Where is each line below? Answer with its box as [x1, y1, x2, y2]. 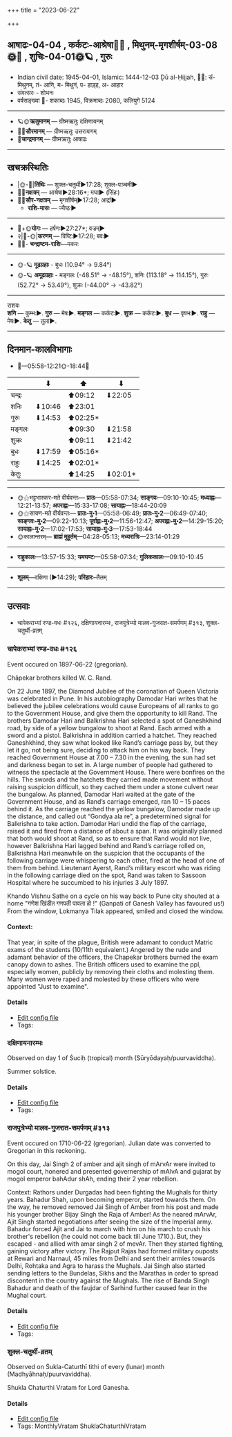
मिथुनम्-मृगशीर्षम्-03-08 [132, 39, 217, 51]
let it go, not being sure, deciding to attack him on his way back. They [7, 746, 205, 754]
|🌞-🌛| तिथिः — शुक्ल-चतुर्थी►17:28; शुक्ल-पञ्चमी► [17, 180, 138, 188]
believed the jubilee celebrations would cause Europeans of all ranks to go [7, 701, 219, 709]
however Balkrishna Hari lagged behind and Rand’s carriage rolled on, [7, 841, 206, 849]
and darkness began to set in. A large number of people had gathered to [7, 760, 213, 768]
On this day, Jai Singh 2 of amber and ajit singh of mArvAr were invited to [7, 1160, 216, 1168]
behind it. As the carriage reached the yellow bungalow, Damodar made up [7, 804, 220, 813]
